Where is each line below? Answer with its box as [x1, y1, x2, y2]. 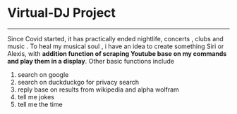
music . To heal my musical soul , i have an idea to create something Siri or [7, 42, 224, 50]
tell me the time [17, 100, 63, 108]
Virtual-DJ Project [7, 5, 116, 21]
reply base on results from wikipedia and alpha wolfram [17, 85, 180, 94]
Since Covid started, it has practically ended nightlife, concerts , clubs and [7, 34, 224, 43]
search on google [17, 70, 69, 78]
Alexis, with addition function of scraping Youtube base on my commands [7, 49, 227, 57]
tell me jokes [17, 92, 55, 101]
